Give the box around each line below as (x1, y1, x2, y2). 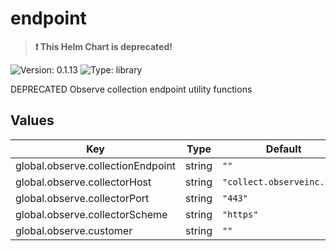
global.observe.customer (15, 223, 133, 237)
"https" (222, 208, 259, 220)
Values (10, 112, 55, 129)
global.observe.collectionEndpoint (15, 158, 177, 172)
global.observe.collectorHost (15, 175, 152, 189)
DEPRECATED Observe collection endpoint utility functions (10, 83, 253, 95)
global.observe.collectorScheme (15, 207, 168, 221)
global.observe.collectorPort (15, 191, 150, 205)
